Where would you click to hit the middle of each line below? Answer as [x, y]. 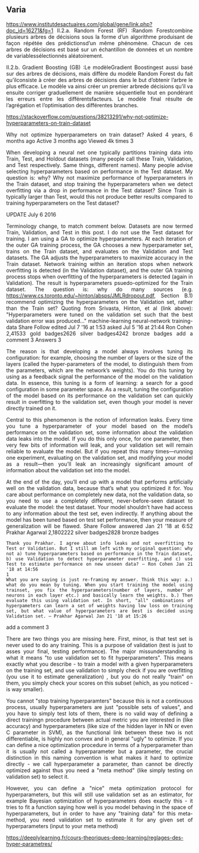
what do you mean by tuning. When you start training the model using [99, 585]
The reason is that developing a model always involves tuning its [99, 351]
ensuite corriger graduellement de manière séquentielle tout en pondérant [99, 92]
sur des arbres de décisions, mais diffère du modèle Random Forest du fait [99, 73]
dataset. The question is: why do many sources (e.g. [99, 289]
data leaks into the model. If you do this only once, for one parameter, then [99, 438]
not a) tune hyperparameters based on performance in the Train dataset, [99, 553]
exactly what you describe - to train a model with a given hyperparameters [99, 664]
